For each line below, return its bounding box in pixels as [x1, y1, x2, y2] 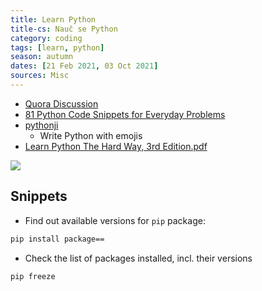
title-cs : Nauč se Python [10, 24, 118, 34]
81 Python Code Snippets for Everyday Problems [24, 108, 226, 120]
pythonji [24, 119, 59, 131]
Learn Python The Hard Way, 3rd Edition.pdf [24, 140, 208, 152]
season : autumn [10, 52, 74, 62]
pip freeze [10, 271, 56, 281]
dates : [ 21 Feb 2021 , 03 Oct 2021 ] [10, 61, 159, 71]
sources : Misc [10, 71, 70, 81]
